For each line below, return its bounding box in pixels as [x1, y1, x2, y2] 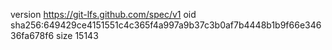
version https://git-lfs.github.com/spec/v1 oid [10, 9, 197, 20]
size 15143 [56, 30, 99, 41]
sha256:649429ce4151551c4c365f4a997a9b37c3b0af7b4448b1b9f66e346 [10, 19, 322, 31]
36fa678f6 [10, 30, 55, 41]
